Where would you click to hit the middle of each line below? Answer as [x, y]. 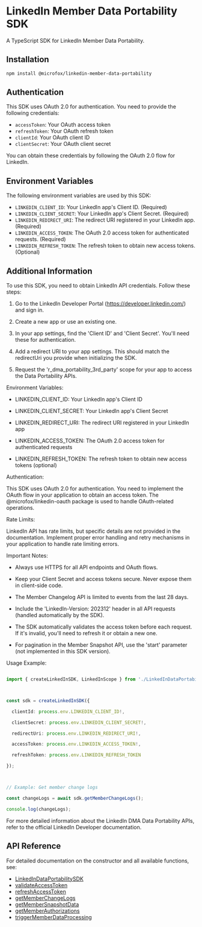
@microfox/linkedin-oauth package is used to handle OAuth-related [90, 501]
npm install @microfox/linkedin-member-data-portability [79, 74]
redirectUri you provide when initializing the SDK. [76, 358]
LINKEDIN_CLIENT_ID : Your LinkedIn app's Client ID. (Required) [91, 207]
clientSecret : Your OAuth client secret [63, 144]
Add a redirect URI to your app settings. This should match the [92, 351]
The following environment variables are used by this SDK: [79, 196]
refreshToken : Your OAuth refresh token [64, 131]
